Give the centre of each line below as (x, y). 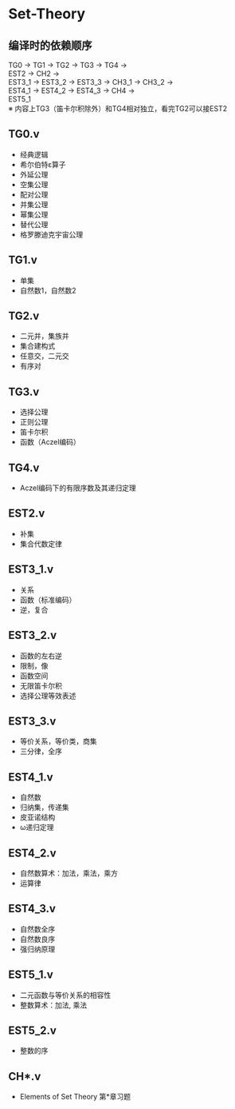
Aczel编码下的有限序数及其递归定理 (78, 488)
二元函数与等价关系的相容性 (65, 995)
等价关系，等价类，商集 (58, 741)
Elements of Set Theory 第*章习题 (75, 1097)
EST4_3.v (32, 909)
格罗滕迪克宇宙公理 (51, 234)
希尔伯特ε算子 (43, 164)
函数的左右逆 (41, 656)
